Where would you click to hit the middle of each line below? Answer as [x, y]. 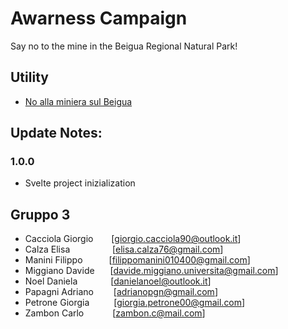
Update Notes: [56, 133]
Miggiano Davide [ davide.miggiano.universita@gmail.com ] [151, 271]
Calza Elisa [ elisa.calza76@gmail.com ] [124, 249]
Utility [29, 77]
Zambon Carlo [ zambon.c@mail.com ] [115, 313]
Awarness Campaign [99, 18]
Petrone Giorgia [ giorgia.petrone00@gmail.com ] [135, 303]
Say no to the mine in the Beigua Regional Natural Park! [124, 46]
